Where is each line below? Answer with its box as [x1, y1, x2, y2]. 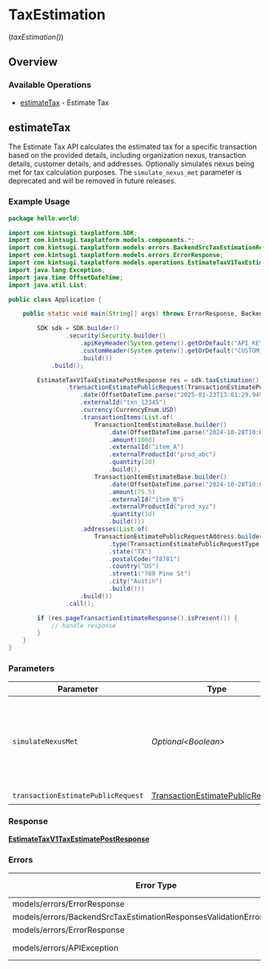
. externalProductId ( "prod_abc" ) [108, 450, 217, 458]
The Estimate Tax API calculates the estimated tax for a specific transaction [8, 142, 258, 151]
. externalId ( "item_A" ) [108, 443, 184, 451]
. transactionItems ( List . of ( [79, 413, 174, 422]
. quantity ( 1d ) [108, 511, 156, 519]
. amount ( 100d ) [108, 435, 156, 444]
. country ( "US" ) [108, 563, 159, 571]
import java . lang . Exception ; [8, 266, 106, 274]
